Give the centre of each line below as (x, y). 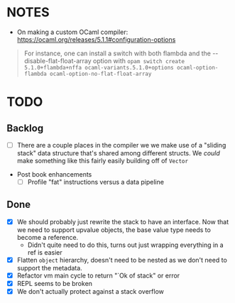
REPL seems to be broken (55, 284)
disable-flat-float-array (58, 60)
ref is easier (45, 252)
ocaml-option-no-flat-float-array (101, 74)
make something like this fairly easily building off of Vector (103, 161)
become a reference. (48, 237)
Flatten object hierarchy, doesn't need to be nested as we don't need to (122, 260)
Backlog (25, 128)
